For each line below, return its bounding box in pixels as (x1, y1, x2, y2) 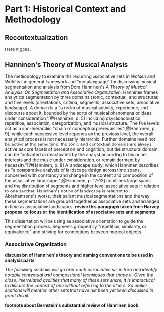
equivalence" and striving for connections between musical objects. (5, 229, 142, 235)
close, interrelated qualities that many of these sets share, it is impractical (5, 277, 155, 283)
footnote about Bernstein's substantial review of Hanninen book (5, 302, 139, 308)
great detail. (5, 293, 30, 299)
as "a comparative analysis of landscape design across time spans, (5, 167, 141, 173)
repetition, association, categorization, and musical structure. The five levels (5, 120, 159, 126)
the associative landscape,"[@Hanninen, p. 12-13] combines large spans (5, 177, 151, 183)
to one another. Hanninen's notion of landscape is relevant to (5, 188, 128, 194)
